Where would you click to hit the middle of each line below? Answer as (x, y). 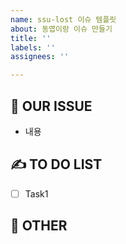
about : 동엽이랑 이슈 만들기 (61, 29)
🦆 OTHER (39, 226)
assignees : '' (40, 57)
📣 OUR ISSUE (51, 106)
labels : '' (33, 47)
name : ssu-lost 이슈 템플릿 (63, 19)
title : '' (31, 38)
